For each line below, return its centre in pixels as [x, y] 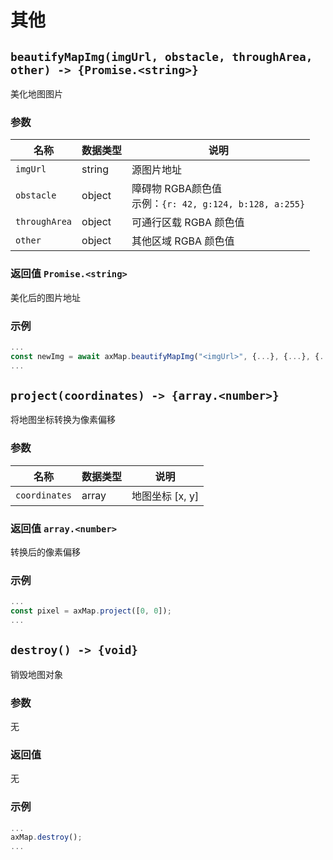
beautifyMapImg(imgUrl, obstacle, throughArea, [161, 56]
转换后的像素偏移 [45, 552]
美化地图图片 [36, 94]
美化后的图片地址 [45, 297]
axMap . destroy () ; [46, 837]
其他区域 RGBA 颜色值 [183, 241]
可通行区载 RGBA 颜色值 [188, 223]
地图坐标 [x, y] [165, 496]
